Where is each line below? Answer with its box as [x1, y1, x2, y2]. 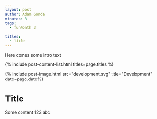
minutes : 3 [5, 16, 27, 21]
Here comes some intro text [5, 52, 61, 58]
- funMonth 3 [9, 25, 36, 30]
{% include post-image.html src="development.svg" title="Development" [5, 71, 153, 77]
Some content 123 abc [5, 109, 50, 115]
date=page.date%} [5, 76, 44, 82]
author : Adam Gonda [5, 12, 45, 17]
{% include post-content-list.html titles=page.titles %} [5, 61, 114, 67]
